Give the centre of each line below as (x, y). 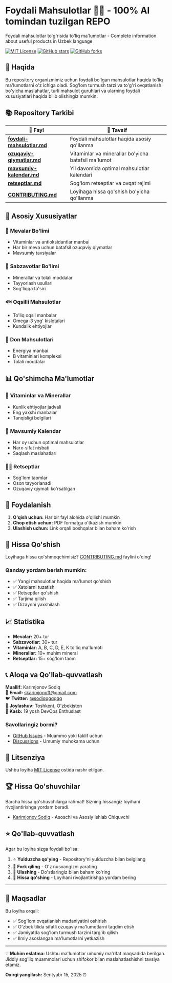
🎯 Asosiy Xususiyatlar (41, 216)
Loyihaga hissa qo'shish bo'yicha (110, 191)
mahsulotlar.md (27, 145)
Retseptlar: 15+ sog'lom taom (44, 659)
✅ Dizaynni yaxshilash (36, 605)
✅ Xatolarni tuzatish (34, 587)
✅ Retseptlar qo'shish (36, 593)
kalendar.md (24, 174)
